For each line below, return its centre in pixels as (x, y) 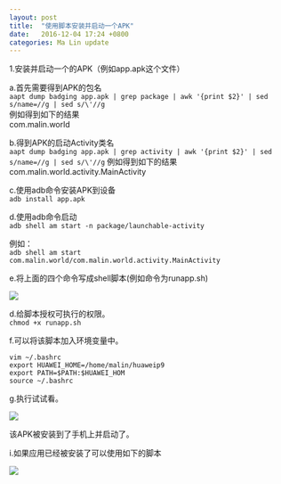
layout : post (33, 17)
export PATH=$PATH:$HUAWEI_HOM (67, 373)
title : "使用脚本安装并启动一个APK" (72, 26)
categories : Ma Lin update (59, 42)
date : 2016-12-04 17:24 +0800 (69, 34)
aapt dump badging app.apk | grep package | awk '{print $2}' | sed (139, 97)
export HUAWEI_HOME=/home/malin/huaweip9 (87, 365)
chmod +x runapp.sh (45, 323)
